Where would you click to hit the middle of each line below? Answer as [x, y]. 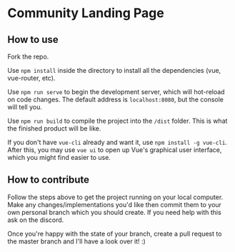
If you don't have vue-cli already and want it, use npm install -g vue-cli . [117, 142]
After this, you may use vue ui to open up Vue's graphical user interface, [115, 150]
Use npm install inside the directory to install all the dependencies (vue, [114, 70]
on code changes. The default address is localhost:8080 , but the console [115, 99]
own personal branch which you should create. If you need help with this [114, 212]
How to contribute [49, 180]
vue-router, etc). [31, 78]
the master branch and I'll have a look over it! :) [77, 241]
